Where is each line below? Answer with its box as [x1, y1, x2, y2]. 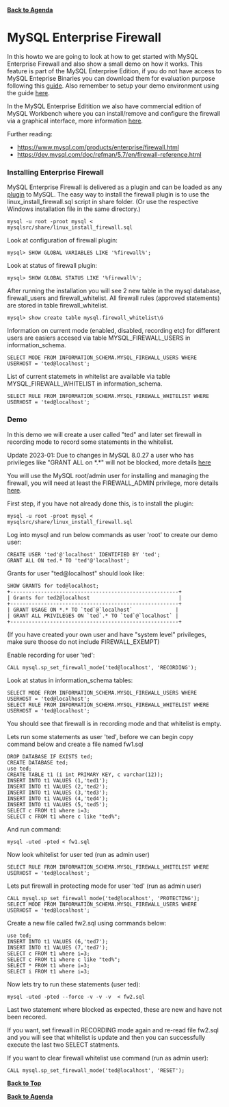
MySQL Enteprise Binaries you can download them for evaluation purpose [7, 74, 215, 82]
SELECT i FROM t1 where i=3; [7, 968, 90, 975]
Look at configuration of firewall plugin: [7, 236, 118, 245]
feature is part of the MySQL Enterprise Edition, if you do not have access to [7, 66, 222, 75]
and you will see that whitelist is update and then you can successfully [7, 1033, 206, 1041]
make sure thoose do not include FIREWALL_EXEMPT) [7, 637, 160, 646]
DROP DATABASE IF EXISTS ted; [7, 753, 94, 760]
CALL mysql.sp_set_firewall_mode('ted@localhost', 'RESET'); [7, 1067, 185, 1074]
